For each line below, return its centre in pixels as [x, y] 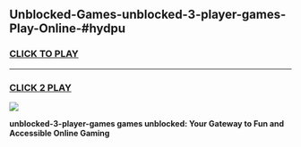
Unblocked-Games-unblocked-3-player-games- [148, 15]
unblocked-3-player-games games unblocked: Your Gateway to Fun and [147, 123]
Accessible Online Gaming [60, 133]
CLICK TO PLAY [44, 54]
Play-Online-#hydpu [67, 29]
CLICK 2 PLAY [40, 87]
